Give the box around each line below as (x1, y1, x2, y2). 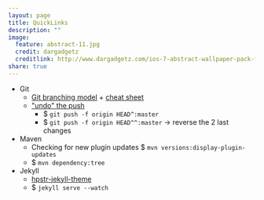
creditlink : (15, 56, 55, 64)
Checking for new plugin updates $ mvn (31, 142, 159, 151)
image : (8, 33, 30, 42)
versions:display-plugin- (160, 144, 246, 151)
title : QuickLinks (8, 19, 68, 27)
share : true (8, 63, 47, 71)
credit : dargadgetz (15, 48, 79, 56)
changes (42, 125, 71, 135)
